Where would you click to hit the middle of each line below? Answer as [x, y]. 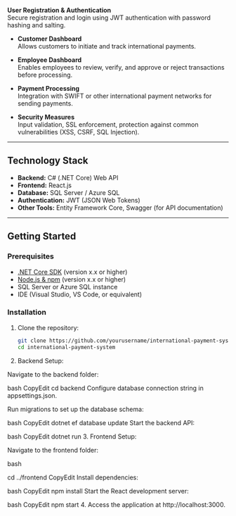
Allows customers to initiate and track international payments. [107, 46]
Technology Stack [48, 161]
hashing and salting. [37, 25]
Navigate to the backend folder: [53, 374]
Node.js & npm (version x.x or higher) [72, 279]
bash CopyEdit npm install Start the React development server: [98, 491]
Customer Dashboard [50, 39]
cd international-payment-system [66, 347]
